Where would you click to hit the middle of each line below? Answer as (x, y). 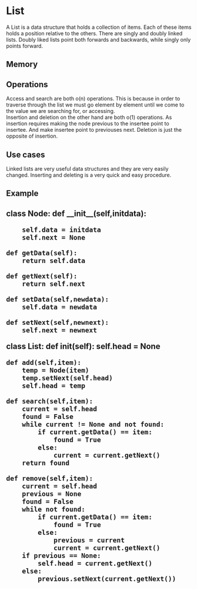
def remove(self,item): (50, 478)
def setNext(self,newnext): (58, 322)
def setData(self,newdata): (58, 299)
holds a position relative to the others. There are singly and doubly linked (94, 33)
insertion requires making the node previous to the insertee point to (88, 124)
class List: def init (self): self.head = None (83, 346)
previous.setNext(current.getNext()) (107, 579)
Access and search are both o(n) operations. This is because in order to (93, 99)
